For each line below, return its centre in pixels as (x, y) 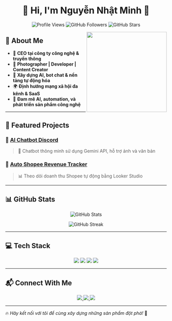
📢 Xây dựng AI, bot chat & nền (45, 75)
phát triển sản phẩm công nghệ (47, 104)
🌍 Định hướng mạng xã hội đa (45, 86)
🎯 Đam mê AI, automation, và (44, 99)
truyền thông (27, 58)
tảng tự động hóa (31, 80)
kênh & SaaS (26, 93)
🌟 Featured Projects (37, 125)
